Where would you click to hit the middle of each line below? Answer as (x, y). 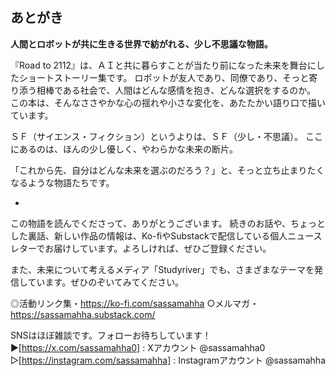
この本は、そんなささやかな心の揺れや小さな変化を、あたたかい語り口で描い (168, 102)
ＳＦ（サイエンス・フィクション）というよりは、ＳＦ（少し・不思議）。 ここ (166, 136)
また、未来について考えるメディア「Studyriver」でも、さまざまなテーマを (162, 269)
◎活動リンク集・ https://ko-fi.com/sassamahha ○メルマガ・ (135, 303)
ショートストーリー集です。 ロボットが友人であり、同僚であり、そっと (164, 77)
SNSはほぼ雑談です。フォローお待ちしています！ (111, 335)
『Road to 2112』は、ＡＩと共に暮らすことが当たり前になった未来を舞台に (163, 65)
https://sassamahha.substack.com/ (83, 314)
